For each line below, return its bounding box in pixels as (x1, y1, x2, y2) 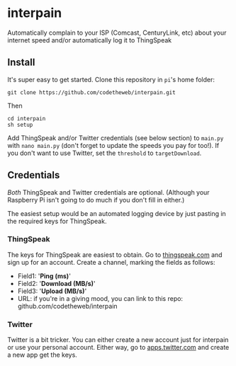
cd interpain (7, 115, 46, 122)
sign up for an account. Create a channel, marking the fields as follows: (7, 258, 215, 266)
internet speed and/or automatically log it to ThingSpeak (7, 35, 172, 44)
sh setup (7, 121, 33, 128)
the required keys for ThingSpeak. (7, 217, 107, 225)
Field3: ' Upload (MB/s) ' (17, 287, 87, 295)
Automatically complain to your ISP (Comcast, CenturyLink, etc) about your (7, 28, 227, 37)
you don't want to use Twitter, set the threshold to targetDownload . (7, 149, 202, 157)
